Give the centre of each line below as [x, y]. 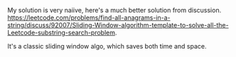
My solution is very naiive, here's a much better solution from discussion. [114, 10]
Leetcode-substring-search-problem [61, 32]
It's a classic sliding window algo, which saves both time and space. [107, 46]
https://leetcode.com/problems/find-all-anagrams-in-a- [89, 18]
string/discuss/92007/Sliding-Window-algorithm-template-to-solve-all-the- [118, 25]
